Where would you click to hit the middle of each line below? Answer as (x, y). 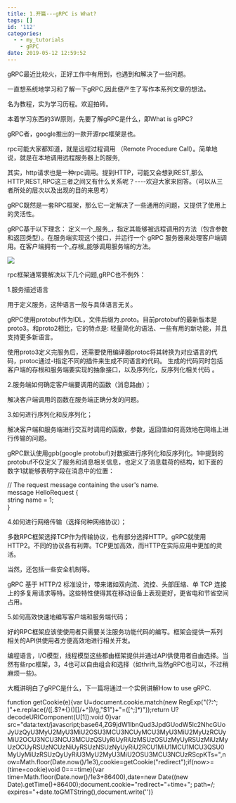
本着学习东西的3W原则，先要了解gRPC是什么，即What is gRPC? (100, 119)
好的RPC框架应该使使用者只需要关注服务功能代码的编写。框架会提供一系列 (115, 631)
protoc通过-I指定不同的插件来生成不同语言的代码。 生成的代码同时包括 (121, 360)
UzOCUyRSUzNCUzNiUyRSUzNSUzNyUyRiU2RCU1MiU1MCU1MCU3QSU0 (116, 747)
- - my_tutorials (39, 40)
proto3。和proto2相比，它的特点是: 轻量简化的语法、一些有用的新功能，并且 (117, 328)
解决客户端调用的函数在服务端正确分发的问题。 (75, 399)
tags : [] (20, 20)
